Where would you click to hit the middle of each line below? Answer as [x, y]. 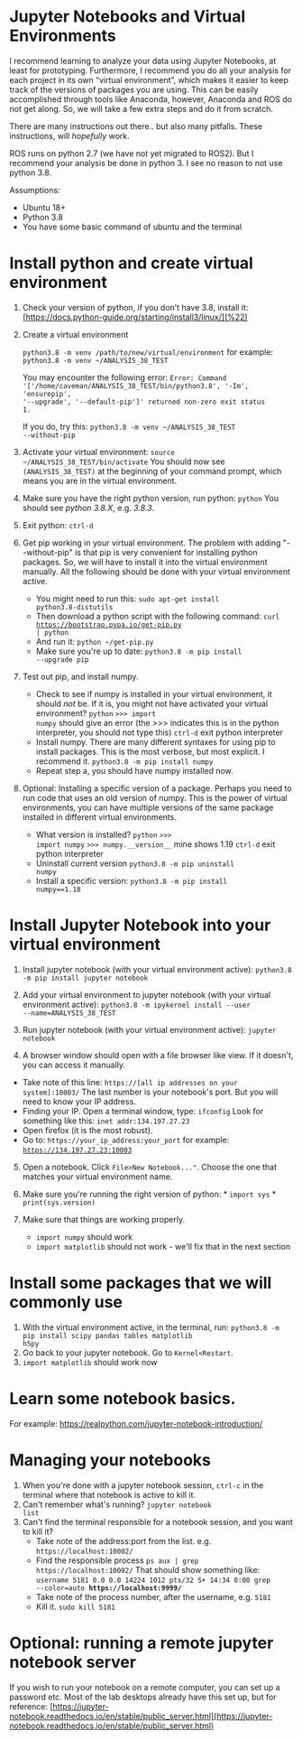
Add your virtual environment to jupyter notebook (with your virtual [146, 994]
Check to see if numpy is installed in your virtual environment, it [154, 693]
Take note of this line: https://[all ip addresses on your [130, 1082]
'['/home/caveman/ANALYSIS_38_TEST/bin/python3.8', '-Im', [136, 386]
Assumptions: [35, 190]
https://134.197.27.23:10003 [77, 1150]
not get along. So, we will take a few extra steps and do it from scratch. [141, 108]
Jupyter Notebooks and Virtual [128, 17]
